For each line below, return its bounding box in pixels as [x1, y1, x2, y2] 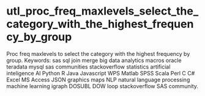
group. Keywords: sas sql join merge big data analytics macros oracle [6, 57, 182, 64]
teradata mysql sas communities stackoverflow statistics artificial [6, 63, 171, 70]
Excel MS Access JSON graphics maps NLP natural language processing [6, 76, 190, 83]
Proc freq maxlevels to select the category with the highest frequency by [6, 50, 190, 57]
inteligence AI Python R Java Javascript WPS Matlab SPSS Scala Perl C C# [6, 69, 195, 77]
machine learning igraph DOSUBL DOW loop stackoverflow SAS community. [6, 82, 199, 89]
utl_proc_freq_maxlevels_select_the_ [6, 4, 199, 18]
